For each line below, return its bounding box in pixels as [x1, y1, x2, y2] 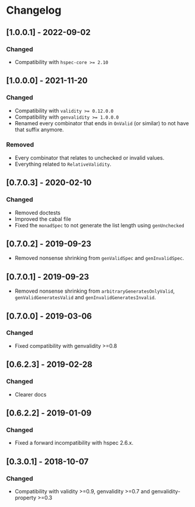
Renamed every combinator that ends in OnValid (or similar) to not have [14, 119, 190, 126]
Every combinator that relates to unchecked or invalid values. [14, 154, 165, 161]
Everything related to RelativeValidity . [14, 160, 111, 167]
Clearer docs [14, 391, 47, 398]
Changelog [6, 4, 62, 17]
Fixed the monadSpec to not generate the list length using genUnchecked [14, 221, 185, 229]
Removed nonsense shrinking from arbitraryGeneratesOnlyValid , [14, 287, 175, 294]
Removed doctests [14, 209, 61, 216]
